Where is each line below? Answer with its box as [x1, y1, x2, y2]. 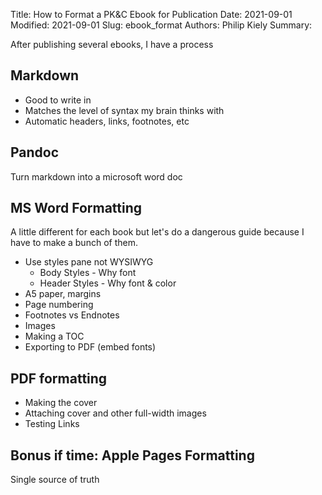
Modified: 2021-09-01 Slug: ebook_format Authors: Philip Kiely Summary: [10, 19, 313, 31]
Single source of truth [10, 474, 100, 486]
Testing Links [24, 418, 80, 430]
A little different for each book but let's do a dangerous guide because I [10, 226, 305, 238]
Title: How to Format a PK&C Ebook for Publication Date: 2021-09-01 [10, 9, 293, 20]
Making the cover [24, 397, 98, 409]
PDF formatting [10, 370, 108, 387]
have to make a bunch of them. [10, 237, 138, 249]
